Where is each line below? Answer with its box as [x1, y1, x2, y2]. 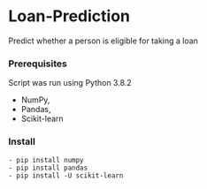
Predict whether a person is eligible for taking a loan [8, 35, 198, 46]
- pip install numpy [8, 155, 85, 164]
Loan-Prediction [8, 6, 130, 26]
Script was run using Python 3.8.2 [8, 78, 132, 88]
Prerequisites [8, 57, 67, 70]
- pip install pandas [8, 163, 88, 172]
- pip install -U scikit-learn [8, 170, 124, 180]
